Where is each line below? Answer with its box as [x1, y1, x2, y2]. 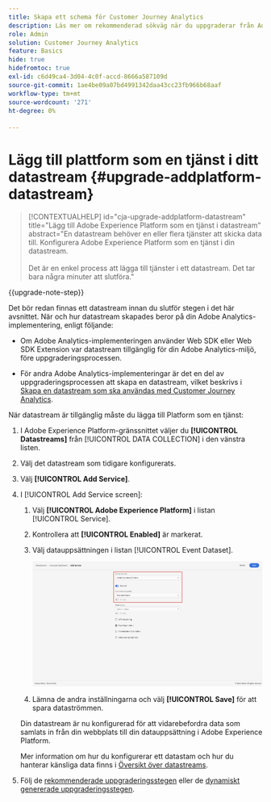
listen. [19, 443, 40, 453]
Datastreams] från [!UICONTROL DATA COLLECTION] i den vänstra [19, 434, 246, 444]
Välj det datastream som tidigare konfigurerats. [19, 458, 177, 468]
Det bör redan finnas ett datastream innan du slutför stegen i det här [8, 303, 236, 313]
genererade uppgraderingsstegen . [19, 783, 135, 794]
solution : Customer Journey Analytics [8, 39, 139, 47]
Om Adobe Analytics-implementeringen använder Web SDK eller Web [19, 336, 252, 346]
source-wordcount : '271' [8, 98, 92, 107]
